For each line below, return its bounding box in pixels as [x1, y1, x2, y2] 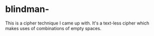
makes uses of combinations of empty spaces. [5, 25, 101, 31]
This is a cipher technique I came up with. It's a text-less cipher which [5, 20, 149, 26]
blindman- [5, 3, 49, 15]
